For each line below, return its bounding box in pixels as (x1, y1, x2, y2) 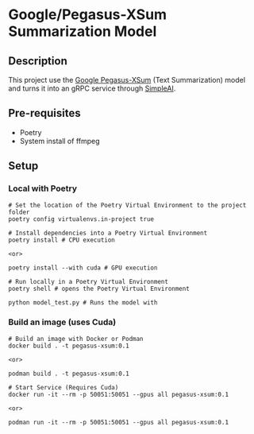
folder (8, 208, 30, 216)
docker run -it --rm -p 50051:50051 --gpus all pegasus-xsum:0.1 (8, 390, 229, 398)
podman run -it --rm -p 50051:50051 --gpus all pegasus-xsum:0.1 (8, 418, 229, 426)
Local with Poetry (8, 183, 78, 194)
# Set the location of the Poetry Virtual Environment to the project (8, 201, 247, 209)
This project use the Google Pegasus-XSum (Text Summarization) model (8, 76, 246, 84)
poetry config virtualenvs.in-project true (8, 215, 155, 223)
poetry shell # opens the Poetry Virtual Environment (8, 285, 190, 293)
